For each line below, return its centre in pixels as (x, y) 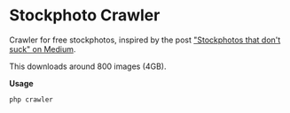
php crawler (31, 99)
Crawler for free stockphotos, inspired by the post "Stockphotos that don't (145, 40)
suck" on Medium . (43, 49)
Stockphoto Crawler (85, 15)
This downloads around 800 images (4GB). (88, 66)
